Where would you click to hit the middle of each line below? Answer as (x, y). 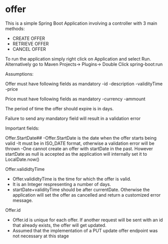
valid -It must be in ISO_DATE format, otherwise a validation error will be (80, 143)
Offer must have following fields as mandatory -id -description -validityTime (84, 84)
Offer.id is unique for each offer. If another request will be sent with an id (88, 220)
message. (23, 200)
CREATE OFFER (29, 38)
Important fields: (22, 128)
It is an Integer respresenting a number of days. (62, 184)
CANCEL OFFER (29, 49)
